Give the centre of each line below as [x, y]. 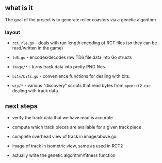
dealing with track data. [36, 91]
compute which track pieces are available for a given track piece [77, 127]
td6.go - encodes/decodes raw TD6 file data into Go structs [72, 57]
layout [13, 32]
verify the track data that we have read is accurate [62, 117]
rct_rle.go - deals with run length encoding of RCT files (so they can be [84, 43]
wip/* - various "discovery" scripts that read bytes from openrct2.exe [81, 86]
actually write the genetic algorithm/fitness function [64, 155]
